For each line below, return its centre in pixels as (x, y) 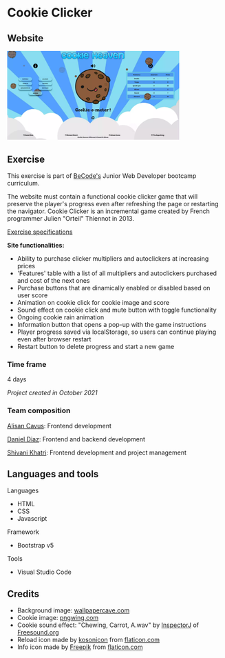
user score (32, 295)
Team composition (39, 410)
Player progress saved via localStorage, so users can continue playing (117, 332)
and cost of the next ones (53, 281)
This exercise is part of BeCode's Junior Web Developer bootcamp (102, 176)
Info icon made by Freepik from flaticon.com (80, 647)
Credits (23, 594)
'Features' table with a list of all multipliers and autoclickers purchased (117, 273)
